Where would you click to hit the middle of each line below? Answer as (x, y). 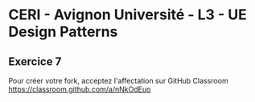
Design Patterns (63, 32)
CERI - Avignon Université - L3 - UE (128, 15)
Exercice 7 (35, 61)
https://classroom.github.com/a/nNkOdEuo (80, 89)
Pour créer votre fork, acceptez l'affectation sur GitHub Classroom (118, 81)
